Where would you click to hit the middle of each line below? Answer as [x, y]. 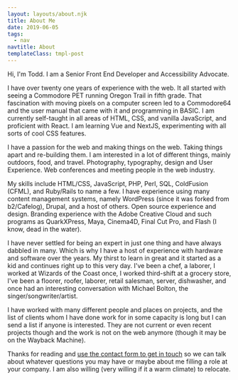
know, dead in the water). [44, 229]
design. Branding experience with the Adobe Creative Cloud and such [109, 214]
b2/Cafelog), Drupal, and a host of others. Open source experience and [112, 206]
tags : [15, 34]
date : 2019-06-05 [33, 27]
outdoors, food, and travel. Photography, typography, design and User [110, 162]
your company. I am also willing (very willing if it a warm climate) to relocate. [119, 369]
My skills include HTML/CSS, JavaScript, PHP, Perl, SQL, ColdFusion [108, 183]
